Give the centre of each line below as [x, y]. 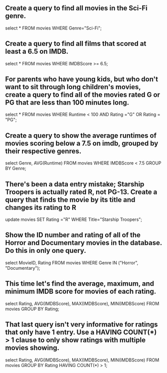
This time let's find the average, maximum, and [80, 284]
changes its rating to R [41, 207]
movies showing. [32, 348]
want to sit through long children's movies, [73, 87]
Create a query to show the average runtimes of [81, 135]
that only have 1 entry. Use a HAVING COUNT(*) [81, 332]
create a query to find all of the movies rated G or [83, 95]
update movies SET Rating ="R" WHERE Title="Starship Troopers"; [74, 219]
